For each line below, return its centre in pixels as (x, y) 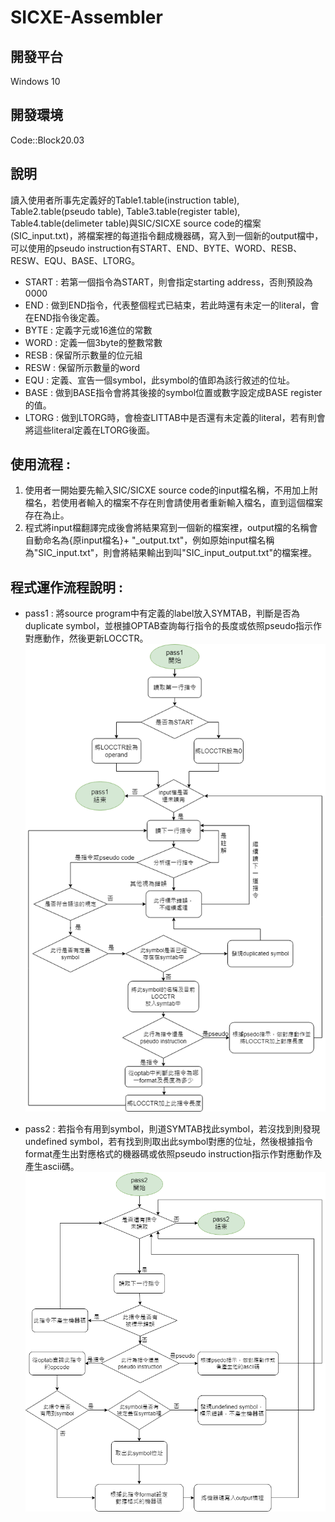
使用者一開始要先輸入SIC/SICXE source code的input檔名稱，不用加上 (167, 490)
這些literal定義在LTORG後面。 (94, 430)
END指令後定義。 (69, 317)
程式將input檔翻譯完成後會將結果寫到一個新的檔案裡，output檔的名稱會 (171, 528)
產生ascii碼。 (52, 1166)
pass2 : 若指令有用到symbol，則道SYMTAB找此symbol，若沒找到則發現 (172, 1128)
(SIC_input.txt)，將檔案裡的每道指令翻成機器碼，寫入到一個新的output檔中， (167, 235)
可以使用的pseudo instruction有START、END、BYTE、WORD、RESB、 (156, 248)
